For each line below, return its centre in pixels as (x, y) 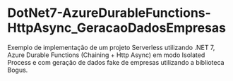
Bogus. (18, 70)
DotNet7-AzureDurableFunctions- (109, 13)
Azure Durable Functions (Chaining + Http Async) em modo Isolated (106, 55)
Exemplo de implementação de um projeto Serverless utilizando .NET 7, (111, 47)
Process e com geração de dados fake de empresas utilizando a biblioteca (116, 62)
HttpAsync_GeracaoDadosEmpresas (116, 28)
